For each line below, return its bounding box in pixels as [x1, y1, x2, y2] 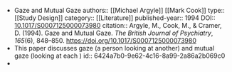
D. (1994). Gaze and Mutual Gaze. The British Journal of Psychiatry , [14, 29, 213, 37]
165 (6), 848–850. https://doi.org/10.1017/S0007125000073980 [14, 36, 197, 45]
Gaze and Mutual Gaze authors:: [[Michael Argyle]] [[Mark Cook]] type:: [14, 6, 226, 14]
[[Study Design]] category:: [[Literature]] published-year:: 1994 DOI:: [14, 14, 216, 22]
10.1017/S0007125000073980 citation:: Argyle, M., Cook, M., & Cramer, [14, 21, 222, 29]
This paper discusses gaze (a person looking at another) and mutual [14, 44, 215, 52]
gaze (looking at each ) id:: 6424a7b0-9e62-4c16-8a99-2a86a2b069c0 [14, 51, 226, 60]
